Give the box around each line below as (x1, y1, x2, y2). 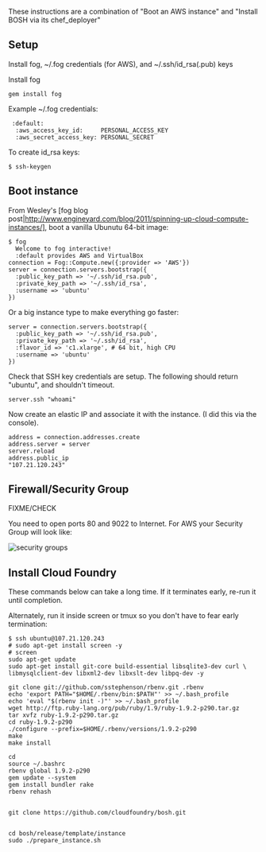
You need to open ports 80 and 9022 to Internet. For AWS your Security (8, 519, 244, 528)
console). (8, 418, 39, 427)
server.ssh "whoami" (8, 395, 77, 403)
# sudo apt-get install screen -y (8, 642, 123, 650)
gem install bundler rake (8, 781, 94, 789)
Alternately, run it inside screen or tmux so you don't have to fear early (8, 611, 240, 621)
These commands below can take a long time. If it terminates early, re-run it (8, 587, 256, 597)
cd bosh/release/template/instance (8, 830, 126, 838)
